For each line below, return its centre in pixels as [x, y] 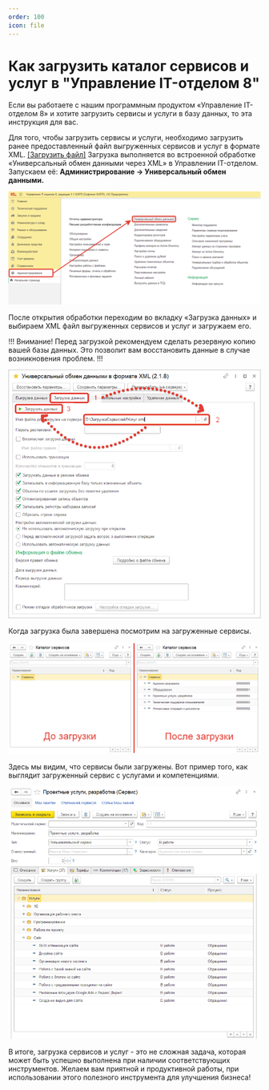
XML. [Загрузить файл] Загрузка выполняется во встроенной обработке [132, 155]
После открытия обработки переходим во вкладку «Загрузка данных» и [132, 317]
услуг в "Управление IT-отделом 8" [134, 83]
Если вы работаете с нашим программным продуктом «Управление [125, 105]
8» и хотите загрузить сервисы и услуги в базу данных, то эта [146, 114]
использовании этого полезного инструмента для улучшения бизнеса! [130, 1077]
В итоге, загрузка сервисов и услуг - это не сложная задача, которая [127, 1052]
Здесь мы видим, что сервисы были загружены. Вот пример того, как [128, 766]
